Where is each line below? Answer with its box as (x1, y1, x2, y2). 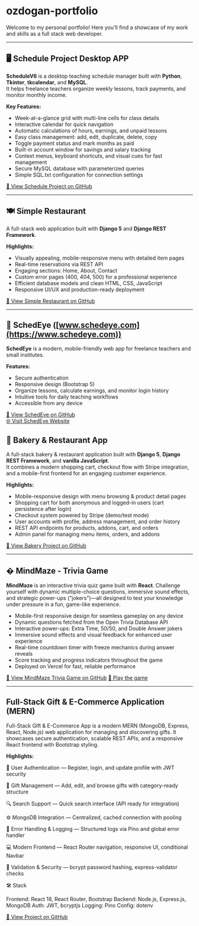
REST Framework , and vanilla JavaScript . (6, 457, 110, 464)
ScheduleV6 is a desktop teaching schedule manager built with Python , (6, 72, 182, 80)
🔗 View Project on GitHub (6, 913, 68, 920)
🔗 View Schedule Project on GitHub (6, 182, 92, 189)
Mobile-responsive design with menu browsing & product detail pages (14, 493, 187, 500)
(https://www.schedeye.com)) (6, 329, 121, 339)
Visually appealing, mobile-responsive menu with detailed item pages (14, 254, 185, 261)
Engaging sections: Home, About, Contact (14, 267, 117, 274)
